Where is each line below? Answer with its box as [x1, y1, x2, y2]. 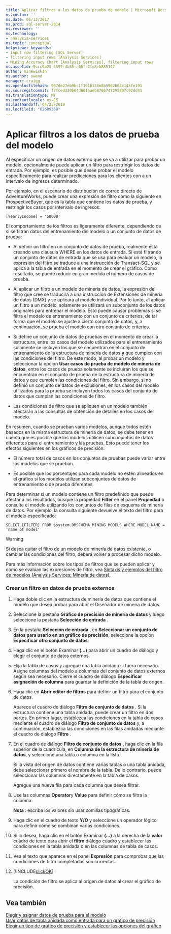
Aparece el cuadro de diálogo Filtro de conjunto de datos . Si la [13, 704, 147, 710]
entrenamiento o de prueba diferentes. [13, 481, 94, 487]
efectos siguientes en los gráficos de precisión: [6, 445, 105, 451]
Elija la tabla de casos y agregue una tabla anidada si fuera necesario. [13, 663, 159, 669]
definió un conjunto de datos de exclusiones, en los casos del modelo [13, 382, 159, 388]
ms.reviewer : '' [6, 26, 40, 32]
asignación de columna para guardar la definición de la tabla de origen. [13, 679, 164, 685]
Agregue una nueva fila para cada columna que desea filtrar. [13, 782, 140, 788]
